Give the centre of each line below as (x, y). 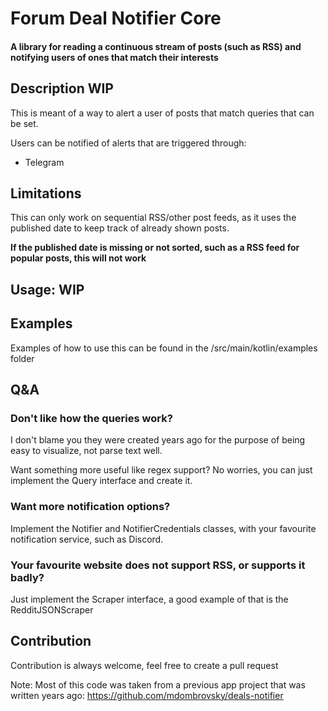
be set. (24, 123)
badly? (27, 577)
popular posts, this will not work (78, 258)
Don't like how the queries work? (91, 418)
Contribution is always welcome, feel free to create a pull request (144, 665)
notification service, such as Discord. (87, 539)
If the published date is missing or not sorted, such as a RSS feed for (155, 248)
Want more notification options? (90, 507)
